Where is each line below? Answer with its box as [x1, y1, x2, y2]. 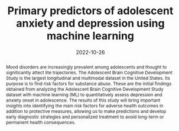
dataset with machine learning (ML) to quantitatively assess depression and [5, 91, 162, 98]
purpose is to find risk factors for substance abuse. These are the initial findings [5, 80, 172, 87]
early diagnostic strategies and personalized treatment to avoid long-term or [5, 113, 164, 120]
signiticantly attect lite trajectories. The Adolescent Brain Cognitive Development [5, 69, 173, 76]
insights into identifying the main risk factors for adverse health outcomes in [5, 102, 164, 109]
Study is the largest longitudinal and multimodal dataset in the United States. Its [5, 75, 170, 81]
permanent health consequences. [5, 119, 76, 125]
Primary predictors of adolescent [7, 4, 174, 18]
